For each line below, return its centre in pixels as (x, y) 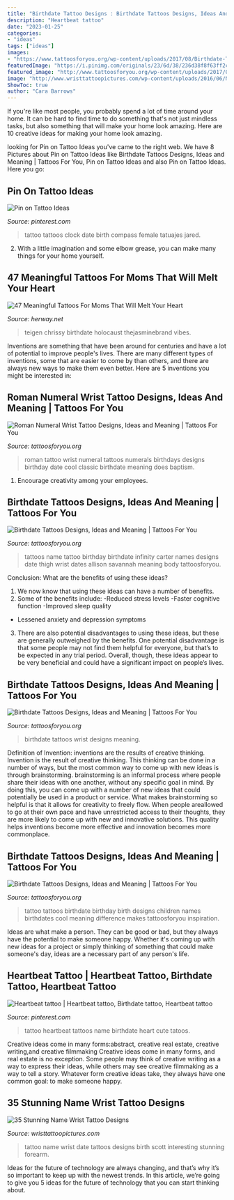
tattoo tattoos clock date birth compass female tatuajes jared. (112, 235)
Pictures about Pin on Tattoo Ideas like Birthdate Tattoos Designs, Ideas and (116, 155)
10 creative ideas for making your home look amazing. (85, 134)
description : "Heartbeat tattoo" (56, 20)
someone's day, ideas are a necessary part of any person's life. (98, 954)
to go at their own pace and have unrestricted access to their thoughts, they (116, 812)
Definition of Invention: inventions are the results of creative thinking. (106, 753)
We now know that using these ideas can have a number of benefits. (116, 591)
